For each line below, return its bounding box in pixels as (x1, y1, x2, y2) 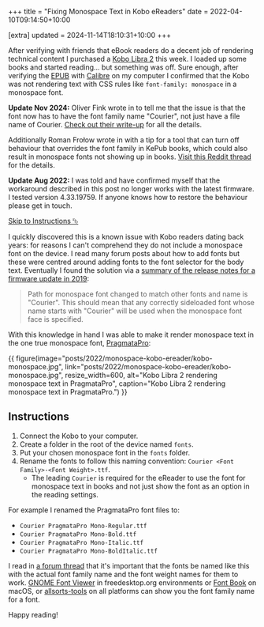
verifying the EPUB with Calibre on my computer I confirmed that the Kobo (8, 71, 250, 80)
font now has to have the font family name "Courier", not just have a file (8, 111, 240, 121)
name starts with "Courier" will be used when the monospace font (27, 306, 243, 315)
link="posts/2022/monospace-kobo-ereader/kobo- (65, 362, 232, 371)
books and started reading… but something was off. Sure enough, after (8, 62, 239, 72)
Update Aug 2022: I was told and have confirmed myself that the (8, 176, 221, 185)
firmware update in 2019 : (8, 274, 90, 283)
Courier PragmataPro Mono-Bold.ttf (19, 530, 137, 538)
